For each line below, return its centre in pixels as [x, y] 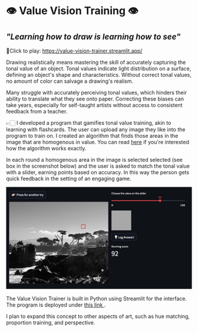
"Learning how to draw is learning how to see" [93, 36]
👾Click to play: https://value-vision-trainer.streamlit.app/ [74, 51]
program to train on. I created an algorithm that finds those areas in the [92, 136]
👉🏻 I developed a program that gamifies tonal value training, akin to [89, 123]
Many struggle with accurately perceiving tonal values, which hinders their [97, 92]
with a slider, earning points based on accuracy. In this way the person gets [98, 172]
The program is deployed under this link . [56, 305]
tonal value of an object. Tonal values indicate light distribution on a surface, [99, 69]
